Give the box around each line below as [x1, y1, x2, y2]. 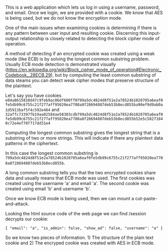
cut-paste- [135, 196, 157, 201]
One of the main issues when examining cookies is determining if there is [5, 25, 157, 31]
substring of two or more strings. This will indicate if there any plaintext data [5, 135, 163, 141]
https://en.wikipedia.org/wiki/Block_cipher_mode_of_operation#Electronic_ [7, 67, 162, 73]
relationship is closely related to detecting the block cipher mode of [20, 35, 160, 41]
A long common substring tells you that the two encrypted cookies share [5, 170, 156, 175]
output [5, 35, 19, 41]
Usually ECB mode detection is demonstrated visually [5, 61, 116, 67]
